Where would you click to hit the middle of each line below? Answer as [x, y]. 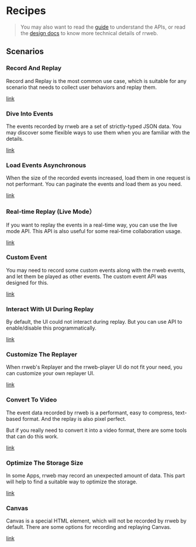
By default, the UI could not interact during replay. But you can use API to [94, 322]
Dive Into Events [30, 113]
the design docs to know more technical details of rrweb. [89, 33]
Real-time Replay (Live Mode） [51, 212]
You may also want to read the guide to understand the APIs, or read [103, 27]
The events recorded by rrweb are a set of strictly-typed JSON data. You [94, 126]
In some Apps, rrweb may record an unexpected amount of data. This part [96, 475]
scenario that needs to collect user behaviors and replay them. [81, 87]
